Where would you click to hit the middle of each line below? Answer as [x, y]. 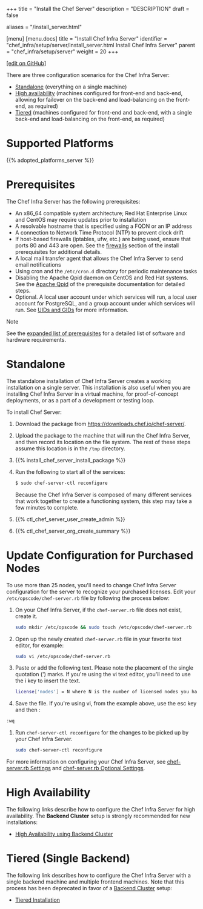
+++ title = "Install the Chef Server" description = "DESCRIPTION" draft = [98, 9]
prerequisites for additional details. [58, 251]
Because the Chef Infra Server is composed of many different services [103, 494]
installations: [22, 822]
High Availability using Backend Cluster [64, 834]
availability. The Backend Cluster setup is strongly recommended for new [98, 816]
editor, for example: [39, 645]
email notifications [38, 265]
